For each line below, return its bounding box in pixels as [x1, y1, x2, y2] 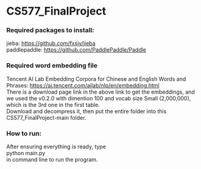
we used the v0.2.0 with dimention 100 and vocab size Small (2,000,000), [6, 94, 191, 102]
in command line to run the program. [6, 156, 98, 164]
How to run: [6, 129, 42, 137]
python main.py [6, 150, 46, 157]
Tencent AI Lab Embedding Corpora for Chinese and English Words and [6, 75, 186, 83]
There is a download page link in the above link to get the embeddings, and [6, 88, 195, 95]
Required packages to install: [6, 26, 94, 35]
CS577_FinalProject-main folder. [6, 114, 86, 121]
